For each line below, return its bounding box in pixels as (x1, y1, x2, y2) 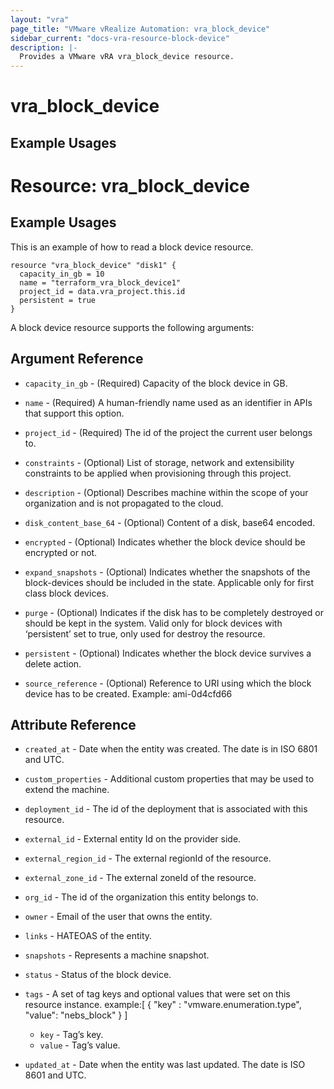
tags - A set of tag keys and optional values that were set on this (24, 988, 291, 1000)
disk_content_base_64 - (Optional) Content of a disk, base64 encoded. (24, 516, 316, 528)
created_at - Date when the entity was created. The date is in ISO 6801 (24, 743, 318, 755)
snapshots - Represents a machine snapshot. (24, 949, 210, 961)
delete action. (24, 657, 82, 670)
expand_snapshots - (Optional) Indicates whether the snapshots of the (24, 566, 311, 578)
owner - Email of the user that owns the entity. (24, 911, 213, 923)
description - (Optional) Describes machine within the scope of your (24, 486, 309, 498)
